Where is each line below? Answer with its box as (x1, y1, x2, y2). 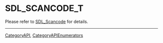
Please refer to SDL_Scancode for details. (5, 19, 88, 24)
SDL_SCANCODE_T (5, 3, 84, 14)
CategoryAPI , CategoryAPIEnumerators (5, 32, 83, 38)
